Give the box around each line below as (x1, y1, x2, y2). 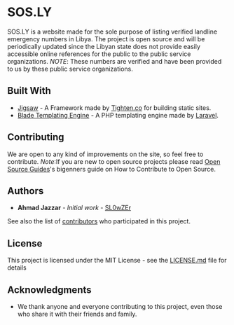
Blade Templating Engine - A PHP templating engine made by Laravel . (17, 111, 219, 119)
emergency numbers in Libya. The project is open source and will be (7, 34, 205, 43)
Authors (7, 185, 44, 197)
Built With (7, 85, 51, 97)
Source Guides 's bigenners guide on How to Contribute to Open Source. (7, 165, 216, 173)
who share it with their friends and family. (17, 310, 137, 318)
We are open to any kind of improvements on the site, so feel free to (7, 150, 204, 158)
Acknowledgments (7, 284, 92, 296)
